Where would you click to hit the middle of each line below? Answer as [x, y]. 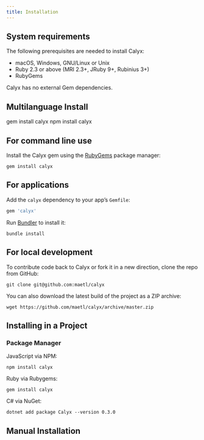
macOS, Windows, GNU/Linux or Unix [62, 63]
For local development [50, 252]
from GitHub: [23, 273]
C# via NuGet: [24, 401]
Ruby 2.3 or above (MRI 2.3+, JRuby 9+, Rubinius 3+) [82, 69]
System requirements [48, 37]
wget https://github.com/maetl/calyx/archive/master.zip [80, 307]
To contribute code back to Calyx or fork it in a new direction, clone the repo [102, 267]
